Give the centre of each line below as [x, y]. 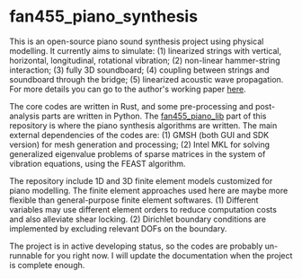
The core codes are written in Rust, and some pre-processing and [131, 106]
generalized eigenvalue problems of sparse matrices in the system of [138, 153]
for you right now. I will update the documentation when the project [169, 255]
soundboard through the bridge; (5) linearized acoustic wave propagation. [147, 79]
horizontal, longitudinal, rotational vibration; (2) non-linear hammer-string [145, 60]
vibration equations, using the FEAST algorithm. [98, 163]
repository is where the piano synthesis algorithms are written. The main [143, 125]
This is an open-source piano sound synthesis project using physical [137, 41]
